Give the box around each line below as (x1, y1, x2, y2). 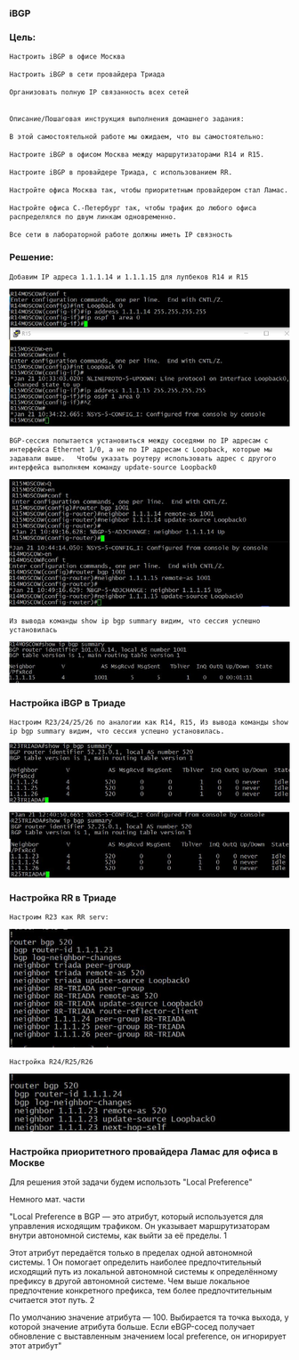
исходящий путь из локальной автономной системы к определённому (9, 1266, 279, 1277)
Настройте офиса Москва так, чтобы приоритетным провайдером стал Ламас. (9, 186, 289, 195)
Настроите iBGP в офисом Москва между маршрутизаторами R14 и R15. (9, 151, 265, 159)
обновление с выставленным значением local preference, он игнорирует (9, 1331, 287, 1342)
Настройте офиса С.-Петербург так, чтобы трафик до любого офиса (9, 204, 256, 213)
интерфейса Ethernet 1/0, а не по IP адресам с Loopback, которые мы (9, 444, 273, 454)
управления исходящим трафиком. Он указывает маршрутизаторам (9, 1221, 271, 1232)
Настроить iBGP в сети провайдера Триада (9, 70, 166, 79)
